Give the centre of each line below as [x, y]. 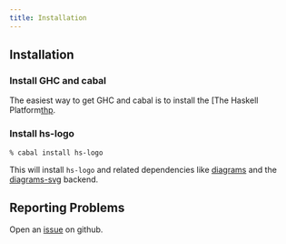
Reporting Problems [67, 208]
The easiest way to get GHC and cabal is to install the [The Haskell [134, 100]
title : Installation [49, 18]
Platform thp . [33, 110]
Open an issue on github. [56, 229]
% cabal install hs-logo [56, 152]
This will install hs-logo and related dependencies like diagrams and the [143, 169]
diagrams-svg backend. [54, 179]
